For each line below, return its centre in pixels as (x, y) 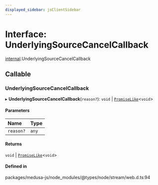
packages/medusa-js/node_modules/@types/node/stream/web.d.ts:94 (78, 177)
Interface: (26, 34)
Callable (18, 74)
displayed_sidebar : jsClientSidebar (43, 10)
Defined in (16, 166)
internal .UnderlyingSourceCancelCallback (48, 59)
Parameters (17, 110)
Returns (14, 144)
